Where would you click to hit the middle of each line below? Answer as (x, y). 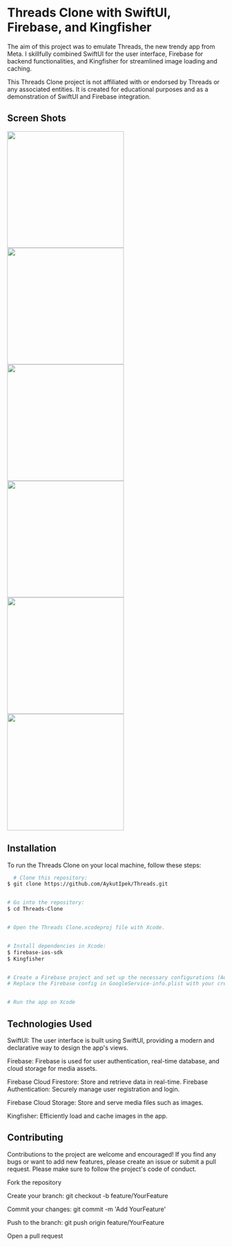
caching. (20, 68)
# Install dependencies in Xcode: (57, 946)
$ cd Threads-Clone (35, 909)
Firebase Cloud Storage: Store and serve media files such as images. (105, 1102)
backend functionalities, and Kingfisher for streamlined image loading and (112, 61)
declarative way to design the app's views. (68, 1048)
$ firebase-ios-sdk (35, 952)
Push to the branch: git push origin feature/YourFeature (86, 1222)
